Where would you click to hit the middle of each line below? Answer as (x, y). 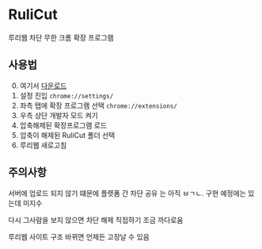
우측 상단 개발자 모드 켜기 (59, 115)
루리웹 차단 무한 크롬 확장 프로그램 (61, 37)
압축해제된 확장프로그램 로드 (63, 125)
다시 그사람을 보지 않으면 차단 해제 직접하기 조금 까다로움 (96, 220)
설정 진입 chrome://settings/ (66, 95)
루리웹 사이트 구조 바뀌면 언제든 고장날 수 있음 (79, 236)
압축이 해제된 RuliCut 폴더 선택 (67, 135)
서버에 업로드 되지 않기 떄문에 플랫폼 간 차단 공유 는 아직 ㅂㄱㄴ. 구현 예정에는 (127, 193)
